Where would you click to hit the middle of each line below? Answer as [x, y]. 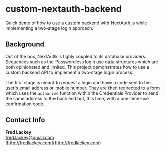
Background [25, 44]
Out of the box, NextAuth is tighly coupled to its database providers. [76, 56]
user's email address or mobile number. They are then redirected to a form [83, 88]
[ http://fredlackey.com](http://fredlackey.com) [53, 143]
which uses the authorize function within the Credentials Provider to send [82, 93]
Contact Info [25, 120]
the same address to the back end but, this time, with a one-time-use [77, 98]
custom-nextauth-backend [64, 9]
